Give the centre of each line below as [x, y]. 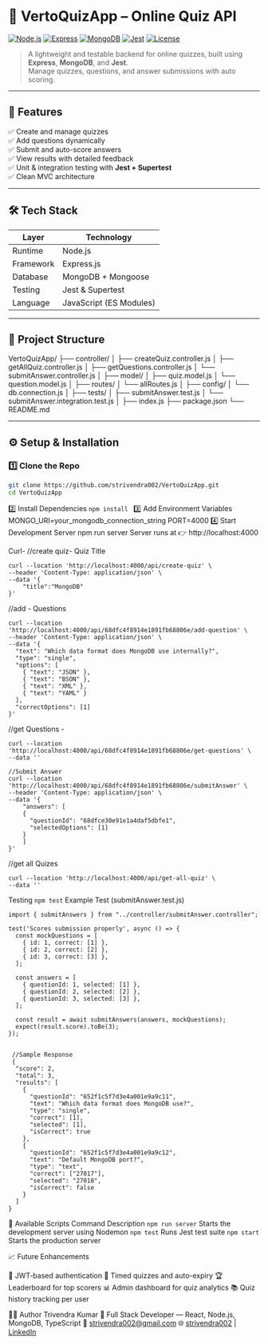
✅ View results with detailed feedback [71, 158]
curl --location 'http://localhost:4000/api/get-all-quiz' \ [112, 878]
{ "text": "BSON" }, [57, 679]
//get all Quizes [33, 863]
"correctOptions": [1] [53, 707]
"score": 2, [35, 1068]
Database [30, 277]
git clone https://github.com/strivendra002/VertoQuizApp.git [114, 486]
